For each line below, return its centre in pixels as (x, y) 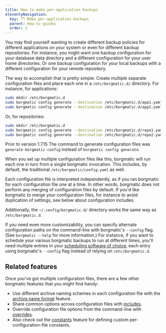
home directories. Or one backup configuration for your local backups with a (83, 63)
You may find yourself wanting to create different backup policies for (75, 42)
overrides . (23, 315)
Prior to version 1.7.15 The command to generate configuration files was (78, 144)
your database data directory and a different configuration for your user (78, 58)
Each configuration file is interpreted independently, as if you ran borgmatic (82, 179)
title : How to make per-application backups (52, 10)
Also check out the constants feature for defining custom (70, 320)
